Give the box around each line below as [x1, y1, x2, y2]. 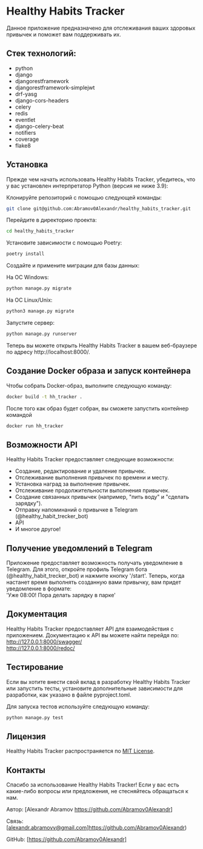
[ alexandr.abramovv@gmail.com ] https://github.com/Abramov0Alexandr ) [6, 824, 187, 831]
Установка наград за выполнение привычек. [15, 481, 131, 488]
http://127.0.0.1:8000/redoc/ [6, 644, 75, 652]
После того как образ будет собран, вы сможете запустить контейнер [6, 405, 189, 412]
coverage [15, 135, 39, 143]
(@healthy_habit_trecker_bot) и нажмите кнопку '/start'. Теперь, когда [6, 572, 185, 579]
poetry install [6, 251, 45, 257]
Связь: [6, 817, 24, 825]
